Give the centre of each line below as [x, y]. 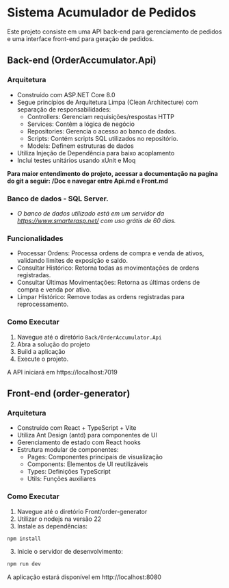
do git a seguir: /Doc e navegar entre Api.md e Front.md [88, 181]
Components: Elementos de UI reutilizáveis [87, 464]
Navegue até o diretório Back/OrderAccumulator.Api [89, 337]
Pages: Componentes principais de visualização [95, 457]
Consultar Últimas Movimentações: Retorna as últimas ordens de [108, 283]
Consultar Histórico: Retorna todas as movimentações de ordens [108, 268]
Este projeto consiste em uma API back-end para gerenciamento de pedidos [114, 31]
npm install [24, 539]
